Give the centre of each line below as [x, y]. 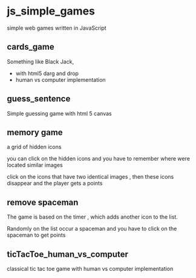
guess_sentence [39, 99]
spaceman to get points [36, 235]
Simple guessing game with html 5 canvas [59, 113]
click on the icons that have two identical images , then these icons [90, 177]
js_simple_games [51, 11]
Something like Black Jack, [41, 61]
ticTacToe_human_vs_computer [68, 254]
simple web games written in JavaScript [57, 28]
